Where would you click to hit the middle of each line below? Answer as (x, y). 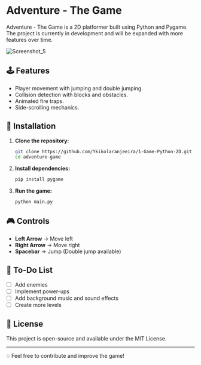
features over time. (29, 39)
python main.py (34, 202)
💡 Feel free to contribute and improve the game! (65, 355)
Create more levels (38, 305)
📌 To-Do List (29, 270)
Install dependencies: (42, 169)
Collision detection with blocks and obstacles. (71, 95)
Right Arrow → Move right (47, 245)
